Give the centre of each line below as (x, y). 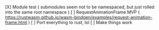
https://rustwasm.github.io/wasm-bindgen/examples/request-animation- (79, 17)
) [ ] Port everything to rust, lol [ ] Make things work (80, 22)
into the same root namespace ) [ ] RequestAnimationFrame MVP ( (72, 12)
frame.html (16, 22)
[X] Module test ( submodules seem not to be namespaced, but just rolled (80, 7)
